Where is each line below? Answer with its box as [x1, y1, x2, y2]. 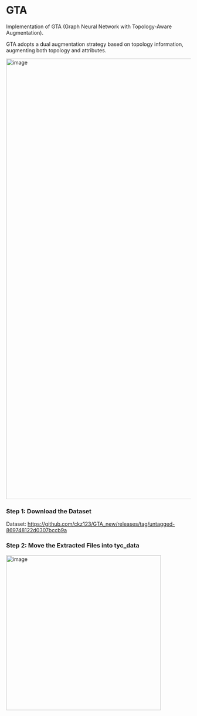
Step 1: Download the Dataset [6, 507, 92, 515]
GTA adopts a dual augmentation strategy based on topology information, [6, 41, 184, 48]
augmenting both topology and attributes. [6, 46, 107, 53]
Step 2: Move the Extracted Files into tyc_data [6, 542, 140, 550]
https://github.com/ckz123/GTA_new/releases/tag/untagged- [27, 520, 175, 527]
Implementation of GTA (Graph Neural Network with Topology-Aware [6, 23, 172, 30]
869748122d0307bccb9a [6, 527, 67, 534]
